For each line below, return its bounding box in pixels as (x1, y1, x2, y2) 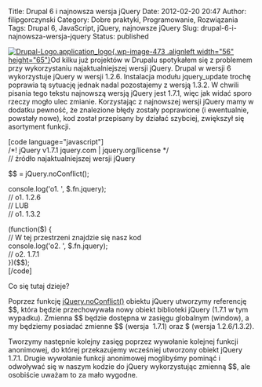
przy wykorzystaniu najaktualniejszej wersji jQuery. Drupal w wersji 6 (8, 64, 231, 73)
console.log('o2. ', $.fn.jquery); (8, 241, 108, 250)
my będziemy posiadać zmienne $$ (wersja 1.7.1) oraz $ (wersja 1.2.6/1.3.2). (8, 322, 255, 330)
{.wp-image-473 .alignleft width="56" (111, 47, 234, 56)
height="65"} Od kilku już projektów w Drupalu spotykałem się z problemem (8, 55, 253, 64)
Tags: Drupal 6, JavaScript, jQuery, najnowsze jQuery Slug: (8, 24, 199, 32)
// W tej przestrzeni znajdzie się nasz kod (8, 233, 142, 242)
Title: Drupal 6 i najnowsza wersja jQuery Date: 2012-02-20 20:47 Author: (8, 7, 247, 16)
